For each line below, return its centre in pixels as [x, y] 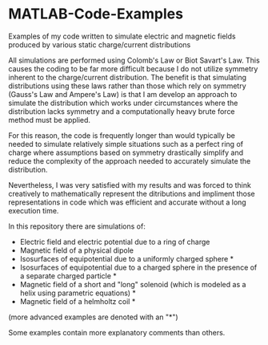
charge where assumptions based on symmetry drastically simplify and [126, 152]
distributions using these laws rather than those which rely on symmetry [127, 86]
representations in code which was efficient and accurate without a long [127, 202]
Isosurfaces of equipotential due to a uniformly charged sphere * [127, 258]
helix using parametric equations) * [78, 293]
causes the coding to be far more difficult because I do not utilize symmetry [133, 68]
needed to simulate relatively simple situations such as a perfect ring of [126, 144]
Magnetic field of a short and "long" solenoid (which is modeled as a [133, 284]
